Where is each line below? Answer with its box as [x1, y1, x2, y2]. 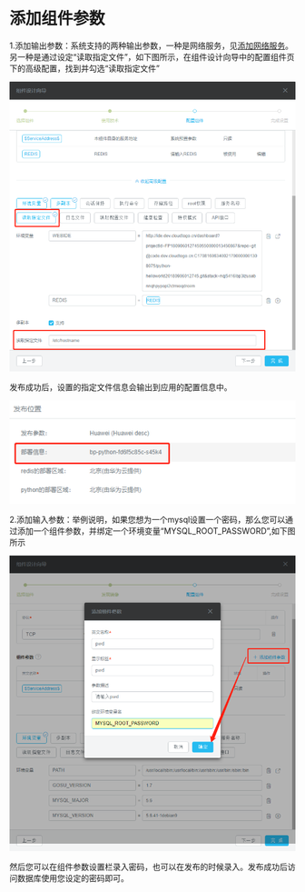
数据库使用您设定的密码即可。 [16, 873, 129, 884]
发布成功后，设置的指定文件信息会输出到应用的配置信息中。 [9, 382, 232, 393]
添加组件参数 [9, 8, 106, 29]
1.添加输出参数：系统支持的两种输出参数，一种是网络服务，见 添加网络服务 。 [9, 40, 293, 51]
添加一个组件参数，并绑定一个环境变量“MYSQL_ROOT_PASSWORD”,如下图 [16, 525, 296, 536]
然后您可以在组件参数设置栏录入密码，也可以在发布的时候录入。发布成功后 [9, 861, 288, 873]
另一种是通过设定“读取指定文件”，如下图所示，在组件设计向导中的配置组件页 [9, 51, 295, 62]
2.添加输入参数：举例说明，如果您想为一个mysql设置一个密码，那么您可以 [9, 514, 286, 525]
